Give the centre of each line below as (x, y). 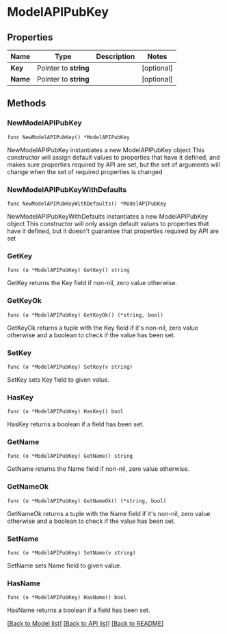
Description (116, 57)
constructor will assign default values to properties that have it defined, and (113, 157)
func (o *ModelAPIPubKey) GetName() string (70, 456)
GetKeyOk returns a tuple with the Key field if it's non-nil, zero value (103, 328)
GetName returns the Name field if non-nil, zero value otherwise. (98, 469)
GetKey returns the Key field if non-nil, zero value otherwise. (92, 283)
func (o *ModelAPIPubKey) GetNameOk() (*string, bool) (87, 501)
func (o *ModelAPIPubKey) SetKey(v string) (70, 367)
